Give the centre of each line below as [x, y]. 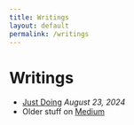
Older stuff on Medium [63, 112]
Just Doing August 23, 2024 [74, 102]
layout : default [39, 26]
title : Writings [39, 17]
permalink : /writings [49, 34]
